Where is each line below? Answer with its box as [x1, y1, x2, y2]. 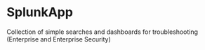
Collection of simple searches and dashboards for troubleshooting [6, 27, 198, 36]
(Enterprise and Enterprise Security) [6, 35, 112, 43]
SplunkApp [6, 4, 73, 20]
